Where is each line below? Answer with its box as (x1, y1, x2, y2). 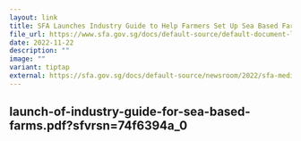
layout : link (9, 12, 58, 22)
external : (9, 71, 47, 80)
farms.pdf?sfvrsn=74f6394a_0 (9, 118, 188, 134)
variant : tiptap (9, 63, 70, 72)
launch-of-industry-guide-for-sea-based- (9, 104, 251, 120)
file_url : (9, 29, 47, 38)
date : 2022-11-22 (9, 37, 74, 47)
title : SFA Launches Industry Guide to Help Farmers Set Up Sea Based (9, 21, 279, 30)
